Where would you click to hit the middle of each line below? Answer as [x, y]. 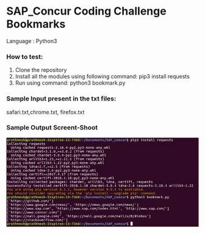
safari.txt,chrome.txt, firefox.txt [45, 112]
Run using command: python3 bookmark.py [70, 83]
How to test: [25, 57]
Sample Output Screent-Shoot [52, 128]
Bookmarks [36, 24]
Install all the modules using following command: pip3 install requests [103, 77]
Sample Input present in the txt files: [61, 99]
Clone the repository [41, 70]
